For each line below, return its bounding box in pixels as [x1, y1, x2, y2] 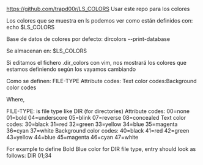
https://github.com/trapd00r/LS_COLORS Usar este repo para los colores [6, 5, 190, 12]
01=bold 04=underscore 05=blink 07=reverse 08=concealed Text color [6, 114, 186, 121]
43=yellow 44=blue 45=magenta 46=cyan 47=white [6, 134, 139, 141]
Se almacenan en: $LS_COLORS [6, 47, 87, 54]
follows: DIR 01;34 [6, 152, 52, 159]
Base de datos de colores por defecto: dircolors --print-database [6, 35, 170, 42]
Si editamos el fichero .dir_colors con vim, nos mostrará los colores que [6, 59, 186, 66]
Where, [6, 96, 25, 103]
